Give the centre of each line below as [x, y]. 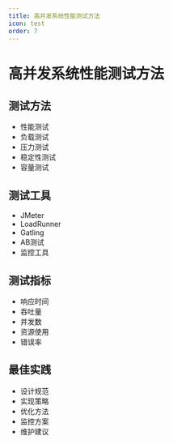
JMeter [32, 216]
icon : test [27, 23]
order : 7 [23, 31]
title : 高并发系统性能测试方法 [54, 16]
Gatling [32, 233]
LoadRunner [40, 224]
